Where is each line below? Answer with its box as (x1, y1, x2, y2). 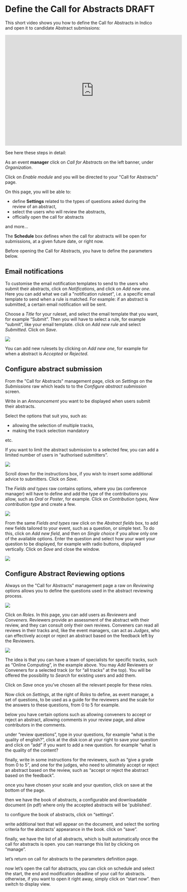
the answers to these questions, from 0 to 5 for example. (5, 702, 120, 708)
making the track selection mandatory (12, 428, 89, 433)
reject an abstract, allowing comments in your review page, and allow (5, 717, 145, 723)
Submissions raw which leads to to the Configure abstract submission (5, 383, 147, 389)
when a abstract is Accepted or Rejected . (5, 351, 89, 357)
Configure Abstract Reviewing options (5, 569, 125, 578)
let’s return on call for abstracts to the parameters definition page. (5, 856, 138, 862)
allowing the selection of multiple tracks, (12, 422, 94, 428)
